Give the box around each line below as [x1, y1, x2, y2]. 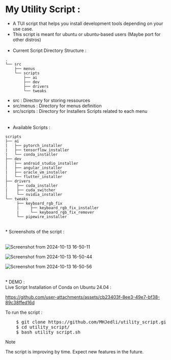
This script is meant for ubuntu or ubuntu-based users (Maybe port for [12, 31, 161, 37]
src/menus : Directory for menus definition [12, 103, 102, 109]
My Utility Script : [5, 4, 80, 15]
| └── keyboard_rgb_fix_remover [16, 209, 95, 215]
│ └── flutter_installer [5, 174, 63, 179]
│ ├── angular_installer [5, 165, 63, 170]
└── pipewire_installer [16, 214, 67, 219]
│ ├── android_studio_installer [5, 161, 79, 166]
